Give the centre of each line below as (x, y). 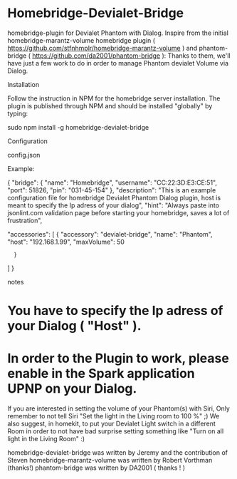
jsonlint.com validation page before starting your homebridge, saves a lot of (118, 212)
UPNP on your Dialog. (72, 389)
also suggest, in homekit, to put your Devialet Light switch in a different (111, 424)
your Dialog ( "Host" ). (74, 326)
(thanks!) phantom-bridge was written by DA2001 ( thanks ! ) (96, 468)
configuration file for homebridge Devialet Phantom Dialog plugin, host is (114, 197)
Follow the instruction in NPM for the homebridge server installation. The (114, 98)
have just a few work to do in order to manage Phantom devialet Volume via (118, 63)
